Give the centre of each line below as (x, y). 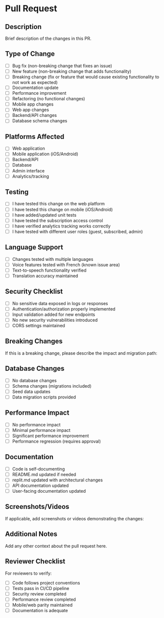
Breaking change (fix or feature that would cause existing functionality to (86, 77)
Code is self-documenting (38, 469)
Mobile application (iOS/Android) (45, 154)
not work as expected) (35, 82)
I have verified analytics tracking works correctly (61, 226)
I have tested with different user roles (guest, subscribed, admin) (77, 231)
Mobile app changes (33, 104)
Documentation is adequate (40, 610)
